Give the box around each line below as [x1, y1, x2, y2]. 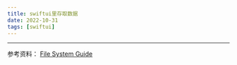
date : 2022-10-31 [7, 17, 59, 24]
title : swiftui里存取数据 [7, 10, 78, 17]
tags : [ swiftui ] [7, 23, 55, 30]
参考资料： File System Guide [7, 50, 93, 58]
